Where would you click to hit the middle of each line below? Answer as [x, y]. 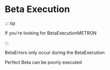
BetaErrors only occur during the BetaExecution [55, 52]
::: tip [10, 23]
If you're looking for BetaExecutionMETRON [51, 33]
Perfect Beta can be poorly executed [43, 62]
